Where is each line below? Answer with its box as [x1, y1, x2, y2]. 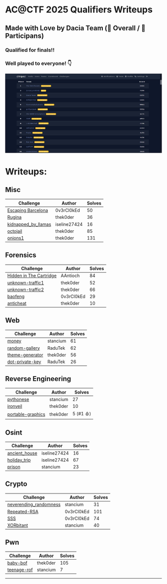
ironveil [7, 403, 22, 409]
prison [7, 464, 21, 470]
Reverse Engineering [5, 375, 71, 383]
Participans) [5, 31, 44, 40]
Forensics [5, 251, 36, 260]
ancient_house [7, 450, 37, 456]
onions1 [7, 235, 24, 241]
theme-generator [7, 352, 43, 358]
